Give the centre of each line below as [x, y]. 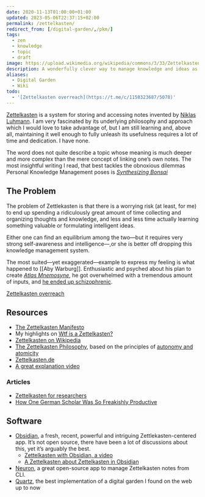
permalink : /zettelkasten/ [41, 23]
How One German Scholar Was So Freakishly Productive [86, 402]
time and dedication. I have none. [48, 141]
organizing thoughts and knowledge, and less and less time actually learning [103, 219]
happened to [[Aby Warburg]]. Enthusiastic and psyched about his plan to [99, 268]
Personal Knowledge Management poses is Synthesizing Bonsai [87, 172]
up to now [28, 488]
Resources [27, 312]
